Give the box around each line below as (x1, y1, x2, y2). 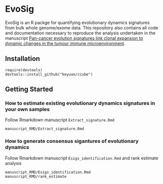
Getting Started (5, 85, 53, 93)
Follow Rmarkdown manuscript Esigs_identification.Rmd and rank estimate (5, 155, 159, 161)
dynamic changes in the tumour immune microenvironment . (5, 40, 126, 46)
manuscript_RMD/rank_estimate (5, 174, 67, 179)
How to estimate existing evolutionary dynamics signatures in (5, 100, 155, 107)
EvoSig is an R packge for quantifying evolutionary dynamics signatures (5, 20, 150, 25)
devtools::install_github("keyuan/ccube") (5, 72, 93, 77)
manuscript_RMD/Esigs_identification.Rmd (5, 170, 91, 175)
